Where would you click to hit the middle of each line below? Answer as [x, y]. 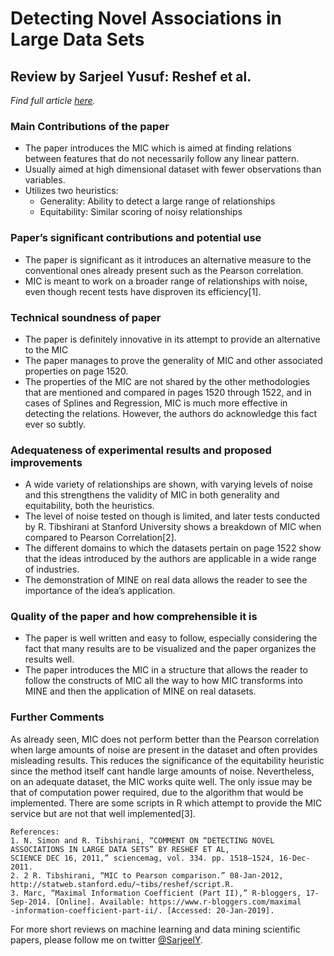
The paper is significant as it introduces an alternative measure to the [168, 259]
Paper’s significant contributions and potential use [136, 238]
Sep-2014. [31, 902]
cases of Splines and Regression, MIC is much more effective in [156, 403]
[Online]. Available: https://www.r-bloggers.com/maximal [178, 902]
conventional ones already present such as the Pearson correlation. [164, 270]
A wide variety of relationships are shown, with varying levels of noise [168, 484]
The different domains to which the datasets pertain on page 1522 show [173, 548]
